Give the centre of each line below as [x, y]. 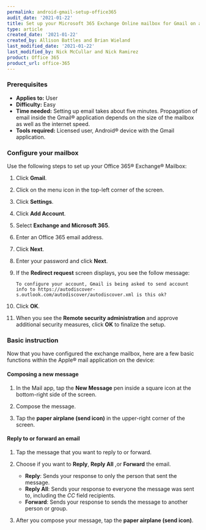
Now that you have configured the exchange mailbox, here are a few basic [101, 354]
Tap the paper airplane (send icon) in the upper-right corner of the [100, 418]
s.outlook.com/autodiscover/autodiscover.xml [75, 295]
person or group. [46, 508]
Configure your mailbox [43, 152]
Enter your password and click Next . [62, 261]
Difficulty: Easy [36, 104]
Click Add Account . [41, 214]
